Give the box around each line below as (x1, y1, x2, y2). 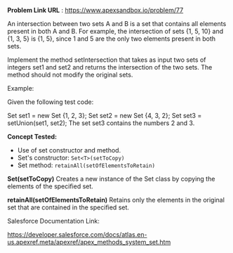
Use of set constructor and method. (17, 146, 121, 154)
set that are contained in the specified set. (7, 203, 130, 212)
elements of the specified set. (7, 182, 93, 190)
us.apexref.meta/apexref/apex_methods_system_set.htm (7, 238, 171, 246)
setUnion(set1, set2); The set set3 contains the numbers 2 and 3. (7, 119, 195, 127)
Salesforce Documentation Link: (7, 217, 100, 225)
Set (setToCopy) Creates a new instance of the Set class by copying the (7, 175, 215, 183)
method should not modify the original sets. (7, 70, 133, 79)
